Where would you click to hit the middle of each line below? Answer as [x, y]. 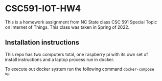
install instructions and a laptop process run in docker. [60, 60]
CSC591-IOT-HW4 [43, 9]
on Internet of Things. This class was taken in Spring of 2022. [67, 27]
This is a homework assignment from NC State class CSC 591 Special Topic [81, 22]
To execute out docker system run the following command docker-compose [80, 69]
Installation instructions [42, 43]
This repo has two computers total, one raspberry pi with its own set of [77, 54]
